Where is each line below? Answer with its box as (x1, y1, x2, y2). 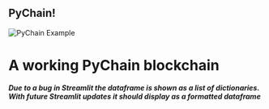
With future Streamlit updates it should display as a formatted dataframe (8, 91, 261, 101)
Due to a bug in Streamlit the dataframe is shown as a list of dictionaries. (8, 82, 260, 92)
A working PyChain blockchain (8, 57, 220, 74)
